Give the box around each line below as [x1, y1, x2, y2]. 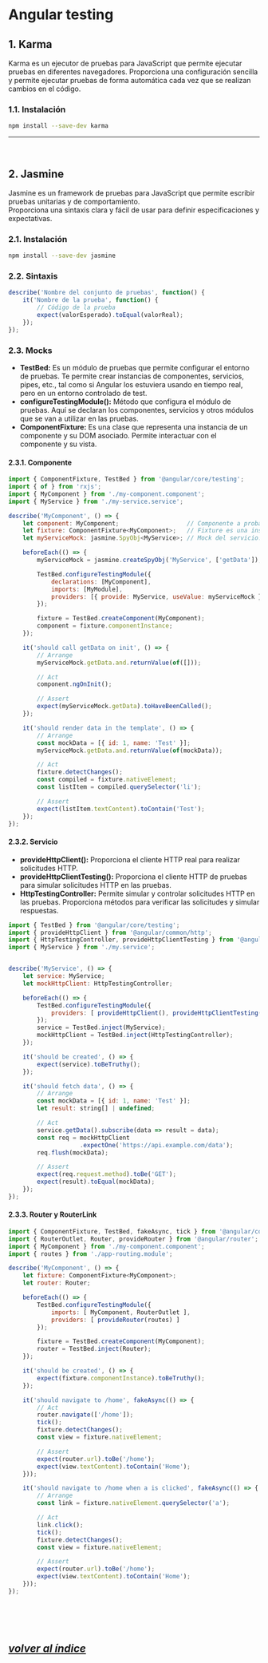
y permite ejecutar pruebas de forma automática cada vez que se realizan [8, 76, 251, 85]
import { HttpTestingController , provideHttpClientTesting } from [8, 936, 234, 944]
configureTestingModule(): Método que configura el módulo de [19, 397, 231, 406]
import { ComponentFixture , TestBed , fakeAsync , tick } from [8, 1227, 216, 1235]
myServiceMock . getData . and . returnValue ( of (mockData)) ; [37, 746, 223, 754]
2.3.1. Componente [8, 457, 73, 467]
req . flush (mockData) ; [37, 1148, 109, 1157]
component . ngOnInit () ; [37, 680, 112, 688]
